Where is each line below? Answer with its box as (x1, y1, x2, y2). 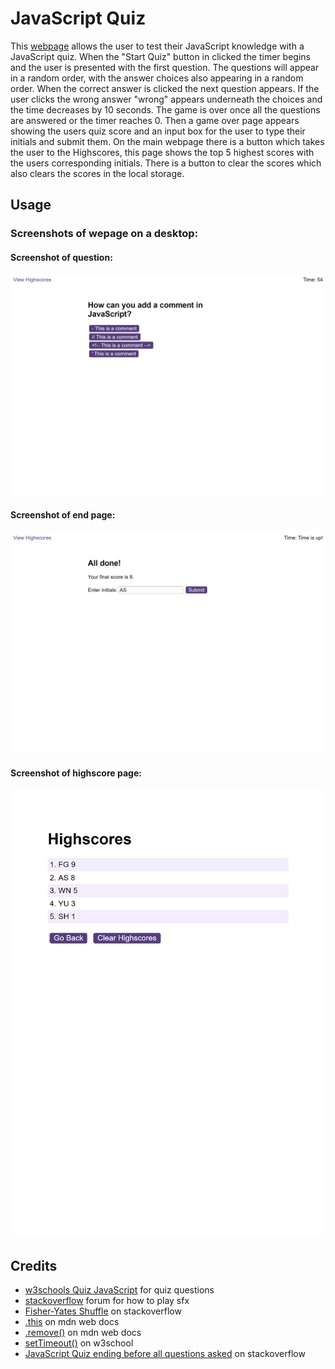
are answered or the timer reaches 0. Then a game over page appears (10, 114, 300, 126)
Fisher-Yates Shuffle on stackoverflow (24, 1305, 182, 1317)
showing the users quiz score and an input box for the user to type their (10, 125, 306, 137)
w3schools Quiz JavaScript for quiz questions (24, 1284, 215, 1296)
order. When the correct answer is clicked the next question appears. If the (10, 82, 320, 94)
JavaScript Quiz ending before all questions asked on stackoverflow (24, 1348, 306, 1360)
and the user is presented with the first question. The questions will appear (10, 61, 320, 73)
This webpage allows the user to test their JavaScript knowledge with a (10, 40, 305, 52)
